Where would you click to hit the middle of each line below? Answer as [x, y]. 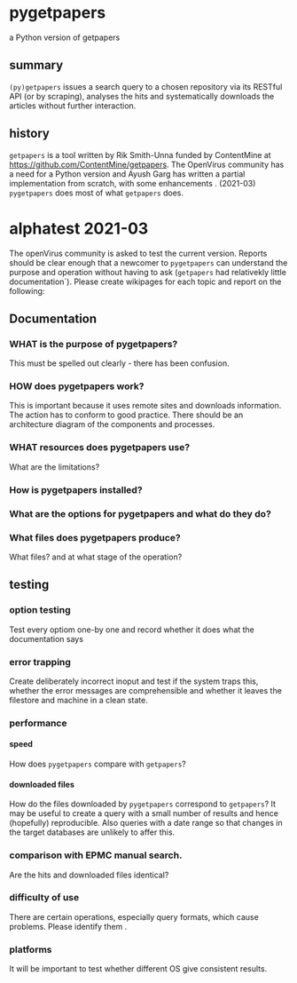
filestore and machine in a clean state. [78, 700]
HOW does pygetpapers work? [77, 386]
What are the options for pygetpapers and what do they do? [141, 513]
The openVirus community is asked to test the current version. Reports [138, 253]
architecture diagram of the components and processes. [112, 424]
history [30, 134]
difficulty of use [44, 898]
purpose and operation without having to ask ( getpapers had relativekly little [148, 272]
